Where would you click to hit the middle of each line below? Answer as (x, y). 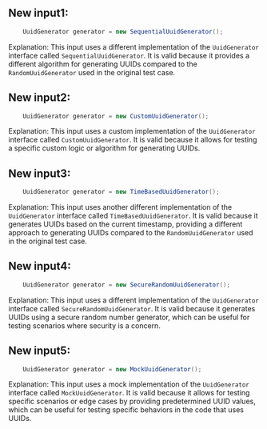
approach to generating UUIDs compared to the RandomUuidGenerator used (131, 233)
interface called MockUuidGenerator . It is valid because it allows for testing (129, 393)
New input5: (39, 351)
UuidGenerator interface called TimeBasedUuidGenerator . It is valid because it (133, 216)
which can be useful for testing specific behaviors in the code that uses (126, 410)
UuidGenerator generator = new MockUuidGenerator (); (112, 369)
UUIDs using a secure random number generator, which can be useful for (129, 317)
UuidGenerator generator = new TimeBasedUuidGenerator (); (121, 192)
